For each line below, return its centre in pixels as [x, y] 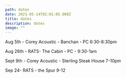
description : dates [25, 23]
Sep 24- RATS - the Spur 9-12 [35, 70]
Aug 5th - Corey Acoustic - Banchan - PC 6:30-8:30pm [61, 42]
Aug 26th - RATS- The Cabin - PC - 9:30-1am [51, 52]
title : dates [18, 19]
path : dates [17, 10]
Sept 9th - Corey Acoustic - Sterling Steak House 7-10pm [63, 61]
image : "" [15, 28]
